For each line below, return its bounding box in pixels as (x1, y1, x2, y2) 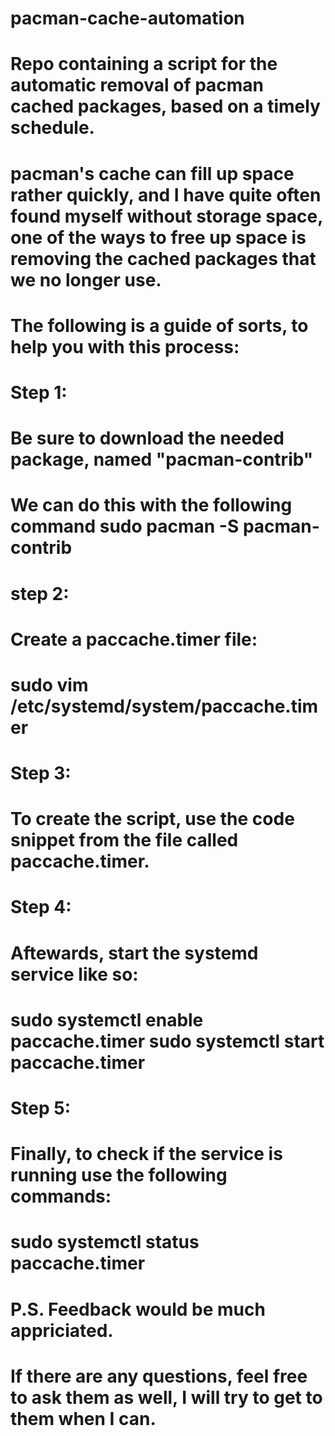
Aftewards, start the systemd (10, 942, 259, 964)
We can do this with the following (10, 494, 293, 517)
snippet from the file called (10, 829, 239, 852)
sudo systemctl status (10, 1231, 200, 1254)
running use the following (10, 1164, 228, 1187)
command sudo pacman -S (10, 515, 240, 538)
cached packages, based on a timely (10, 95, 321, 118)
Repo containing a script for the (10, 53, 278, 76)
